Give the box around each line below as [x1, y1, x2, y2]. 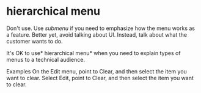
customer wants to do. [6, 37, 63, 45]
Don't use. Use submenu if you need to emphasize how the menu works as [6, 24, 196, 32]
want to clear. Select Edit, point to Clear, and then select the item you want [6, 74, 194, 81]
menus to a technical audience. [6, 56, 86, 63]
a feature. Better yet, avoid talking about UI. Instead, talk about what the [6, 31, 188, 38]
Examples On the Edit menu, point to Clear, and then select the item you [6, 67, 188, 75]
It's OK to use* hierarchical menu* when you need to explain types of [6, 49, 181, 56]
